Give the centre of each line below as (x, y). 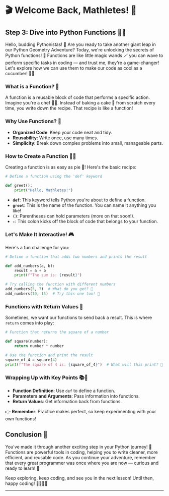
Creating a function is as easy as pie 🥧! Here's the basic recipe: (71, 167)
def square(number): (27, 342)
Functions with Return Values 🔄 (44, 306)
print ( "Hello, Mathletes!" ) (44, 190)
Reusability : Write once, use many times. (55, 138)
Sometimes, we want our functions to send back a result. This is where (79, 318)
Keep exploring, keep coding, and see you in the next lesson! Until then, (80, 478)
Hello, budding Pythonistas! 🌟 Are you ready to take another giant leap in (80, 44)
